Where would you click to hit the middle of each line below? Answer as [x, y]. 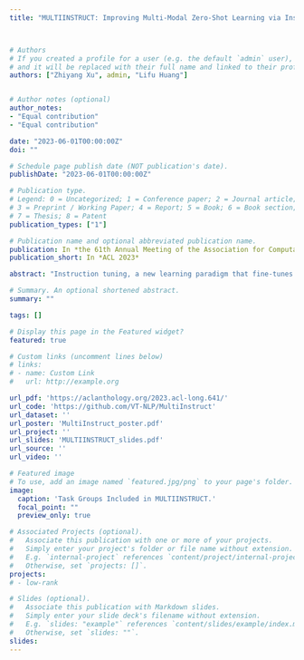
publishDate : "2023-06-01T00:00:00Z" [81, 175]
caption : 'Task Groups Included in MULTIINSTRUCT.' [117, 499]
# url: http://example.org [64, 382]
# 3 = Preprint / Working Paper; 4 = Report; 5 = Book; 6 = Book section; [153, 208]
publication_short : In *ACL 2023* [75, 258]
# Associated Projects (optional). [76, 532]
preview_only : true [54, 516]
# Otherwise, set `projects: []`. [78, 566]
